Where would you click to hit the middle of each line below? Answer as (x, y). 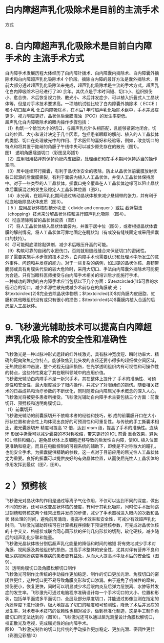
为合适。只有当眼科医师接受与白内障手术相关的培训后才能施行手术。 (73, 275)
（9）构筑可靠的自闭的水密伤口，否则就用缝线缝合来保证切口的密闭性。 (77, 250)
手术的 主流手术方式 (45, 59)
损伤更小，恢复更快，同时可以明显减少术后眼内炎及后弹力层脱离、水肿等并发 (82, 586)
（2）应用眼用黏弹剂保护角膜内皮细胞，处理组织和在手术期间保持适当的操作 (81, 159)
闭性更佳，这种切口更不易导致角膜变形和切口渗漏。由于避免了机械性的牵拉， (82, 580)
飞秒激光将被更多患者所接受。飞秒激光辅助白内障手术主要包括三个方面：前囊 (82, 397)
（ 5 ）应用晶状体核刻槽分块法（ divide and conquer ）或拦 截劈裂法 (74, 208)
